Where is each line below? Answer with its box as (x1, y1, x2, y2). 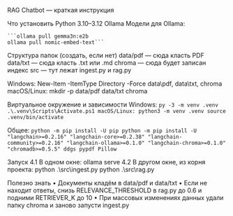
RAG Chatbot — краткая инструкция (7, 6, 114, 14)
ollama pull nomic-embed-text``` (7, 39, 105, 46)
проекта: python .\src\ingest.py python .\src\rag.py (7, 165, 155, 173)
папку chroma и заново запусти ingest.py (7, 201, 130, 209)
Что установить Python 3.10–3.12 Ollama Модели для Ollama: (7, 20, 186, 27)
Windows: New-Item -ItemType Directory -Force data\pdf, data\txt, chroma (7, 79, 223, 88)
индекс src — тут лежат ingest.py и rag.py (7, 66, 132, 74)
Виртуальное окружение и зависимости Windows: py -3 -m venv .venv (7, 100, 218, 109)
